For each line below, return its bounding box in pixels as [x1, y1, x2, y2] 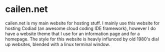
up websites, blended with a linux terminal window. [5, 41, 110, 47]
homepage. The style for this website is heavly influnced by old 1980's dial [5, 36, 159, 42]
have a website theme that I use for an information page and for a [5, 30, 140, 36]
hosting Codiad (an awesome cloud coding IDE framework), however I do [5, 25, 156, 31]
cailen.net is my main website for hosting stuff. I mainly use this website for [5, 20, 160, 26]
